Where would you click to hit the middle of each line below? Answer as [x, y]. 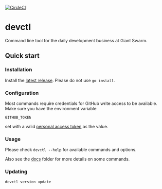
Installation [19, 69]
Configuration [22, 93]
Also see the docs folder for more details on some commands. [67, 159]
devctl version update [28, 182]
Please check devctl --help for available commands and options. [71, 150]
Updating [16, 172]
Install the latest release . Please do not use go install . [60, 80]
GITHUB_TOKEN [18, 117]
